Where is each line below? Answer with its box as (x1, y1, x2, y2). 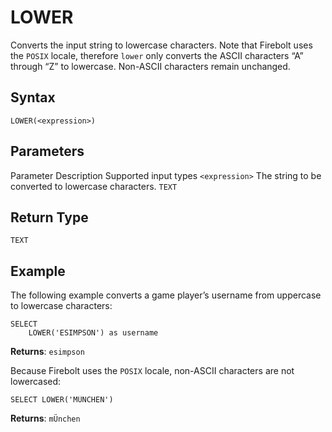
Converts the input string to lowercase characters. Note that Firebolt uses (10, 39, 313, 51)
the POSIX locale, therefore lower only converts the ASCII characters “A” (10, 49, 304, 61)
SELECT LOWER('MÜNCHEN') (10, 395, 114, 405)
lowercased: (10, 376, 62, 388)
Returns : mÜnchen (10, 412, 81, 425)
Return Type (10, 209, 89, 226)
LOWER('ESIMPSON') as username (28, 328, 159, 338)
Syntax (10, 89, 56, 106)
